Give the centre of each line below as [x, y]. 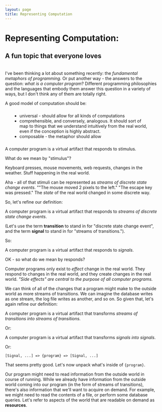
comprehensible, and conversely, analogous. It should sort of [80, 121]
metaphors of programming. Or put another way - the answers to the [74, 79]
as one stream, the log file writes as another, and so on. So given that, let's [79, 299]
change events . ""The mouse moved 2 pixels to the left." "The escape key [79, 188]
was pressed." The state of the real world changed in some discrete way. [78, 193]
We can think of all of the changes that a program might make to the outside [81, 289]
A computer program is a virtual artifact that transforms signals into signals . [81, 338]
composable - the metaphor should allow [60, 137]
